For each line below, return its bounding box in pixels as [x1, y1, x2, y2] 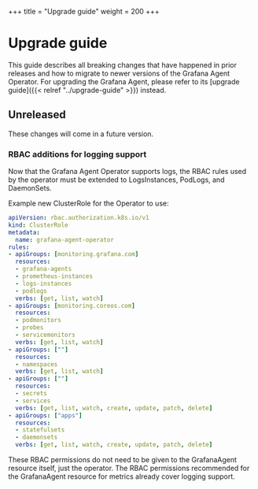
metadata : [8, 228, 41, 236]
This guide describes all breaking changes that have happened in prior [8, 60, 238, 69]
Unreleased [8, 108, 67, 121]
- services [15, 397, 51, 405]
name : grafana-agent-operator [15, 235, 114, 243]
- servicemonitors [15, 331, 76, 339]
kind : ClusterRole [8, 220, 68, 229]
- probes [15, 324, 44, 332]
